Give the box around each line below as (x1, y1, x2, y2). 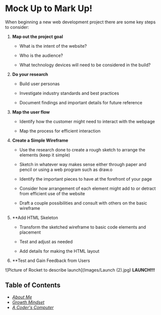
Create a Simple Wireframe (12, 137, 68, 143)
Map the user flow (12, 109, 50, 115)
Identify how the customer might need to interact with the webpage (19, 118, 155, 124)
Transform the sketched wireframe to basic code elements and (19, 224, 146, 230)
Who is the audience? (19, 52, 63, 58)
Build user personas (19, 81, 60, 87)
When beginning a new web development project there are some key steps (5, 19, 156, 25)
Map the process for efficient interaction (19, 128, 101, 134)
